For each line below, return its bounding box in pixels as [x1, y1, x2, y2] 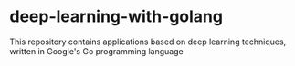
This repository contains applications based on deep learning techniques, [9, 36, 287, 47]
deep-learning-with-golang [9, 6, 224, 27]
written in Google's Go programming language [9, 45, 184, 56]
